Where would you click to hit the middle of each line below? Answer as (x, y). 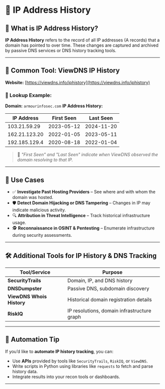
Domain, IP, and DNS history (100, 280)
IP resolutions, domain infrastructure (109, 311)
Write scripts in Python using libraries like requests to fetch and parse (82, 366)
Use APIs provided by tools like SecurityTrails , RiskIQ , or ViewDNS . (80, 361)
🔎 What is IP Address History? (52, 28)
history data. (25, 371)
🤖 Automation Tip (32, 340)
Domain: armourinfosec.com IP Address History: (54, 106)
